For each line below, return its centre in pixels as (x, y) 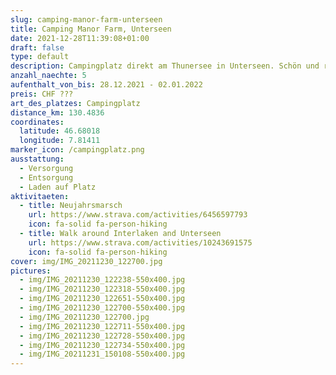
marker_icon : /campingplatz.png (77, 150)
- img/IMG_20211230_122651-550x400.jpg (102, 299)
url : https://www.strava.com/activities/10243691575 (140, 242)
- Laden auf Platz (58, 187)
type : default (40, 57)
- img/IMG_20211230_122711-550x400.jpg (102, 326)
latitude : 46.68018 (60, 131)
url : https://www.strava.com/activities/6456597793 (138, 215)
